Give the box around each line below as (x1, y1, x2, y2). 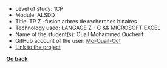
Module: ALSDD (15, 11, 55, 19)
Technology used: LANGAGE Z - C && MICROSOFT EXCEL (15, 24, 161, 31)
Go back (6, 55, 28, 62)
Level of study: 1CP (15, 5, 64, 12)
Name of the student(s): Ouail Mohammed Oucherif (15, 31, 144, 38)
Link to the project (15, 43, 61, 51)
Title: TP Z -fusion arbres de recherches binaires (15, 18, 137, 25)
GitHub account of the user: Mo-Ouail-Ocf (15, 37, 121, 44)
